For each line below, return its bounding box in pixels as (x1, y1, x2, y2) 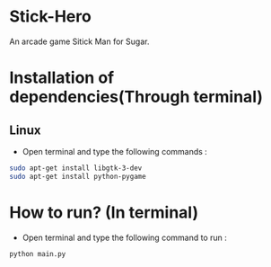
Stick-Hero (9, 6, 92, 27)
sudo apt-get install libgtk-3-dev (9, 164, 143, 173)
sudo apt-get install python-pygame (9, 172, 146, 181)
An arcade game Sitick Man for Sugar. (9, 36, 150, 47)
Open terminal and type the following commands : (22, 146, 208, 156)
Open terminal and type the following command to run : (22, 232, 227, 243)
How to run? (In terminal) (9, 202, 199, 222)
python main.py (9, 249, 66, 258)
